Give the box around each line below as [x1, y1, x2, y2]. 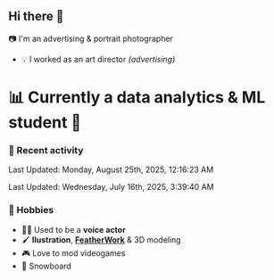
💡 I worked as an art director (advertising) [21, 54, 176, 64]
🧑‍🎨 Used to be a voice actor [21, 224, 126, 235]
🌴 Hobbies [8, 204, 54, 217]
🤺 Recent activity [8, 144, 84, 156]
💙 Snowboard [21, 260, 72, 271]
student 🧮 [8, 112, 82, 132]
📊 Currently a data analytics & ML [8, 87, 266, 107]
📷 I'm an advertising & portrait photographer [8, 33, 173, 44]
